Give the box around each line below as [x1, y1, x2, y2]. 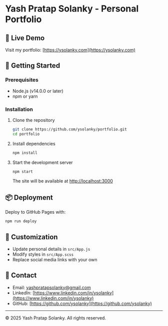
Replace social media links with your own [12, 256, 97, 262]
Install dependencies [12, 140, 56, 146]
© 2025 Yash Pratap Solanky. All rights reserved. [5, 314, 106, 321]
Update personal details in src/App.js [12, 246, 90, 252]
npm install [12, 150, 37, 155]
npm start [12, 169, 33, 174]
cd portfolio [12, 131, 40, 136]
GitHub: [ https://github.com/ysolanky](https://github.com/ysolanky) [12, 300, 152, 306]
